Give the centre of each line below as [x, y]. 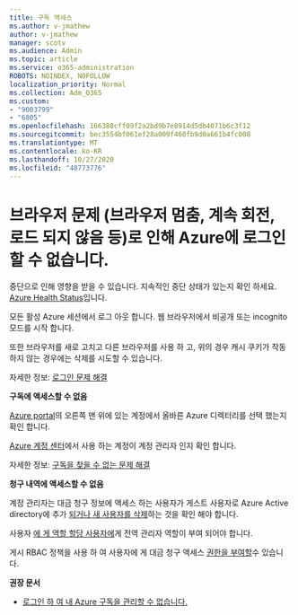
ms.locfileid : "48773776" [57, 168]
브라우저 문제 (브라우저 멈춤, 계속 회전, [142, 215]
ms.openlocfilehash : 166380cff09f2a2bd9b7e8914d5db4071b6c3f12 [130, 127]
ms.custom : [30, 101]
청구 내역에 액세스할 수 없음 [57, 484]
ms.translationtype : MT [54, 143]
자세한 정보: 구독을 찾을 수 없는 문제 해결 [80, 465]
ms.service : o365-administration [72, 68]
